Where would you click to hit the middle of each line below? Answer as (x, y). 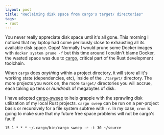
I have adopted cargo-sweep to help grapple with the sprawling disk (74, 98)
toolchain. (15, 63)
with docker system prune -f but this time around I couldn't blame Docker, (80, 53)
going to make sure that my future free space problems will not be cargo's (80, 114)
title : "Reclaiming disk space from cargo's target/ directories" (74, 14)
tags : (11, 19)
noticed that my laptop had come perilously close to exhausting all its (75, 43)
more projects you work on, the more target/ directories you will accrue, (79, 83)
